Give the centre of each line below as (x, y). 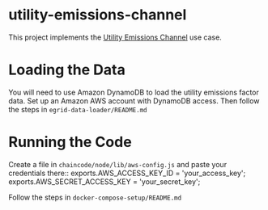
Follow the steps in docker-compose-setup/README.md (95, 197)
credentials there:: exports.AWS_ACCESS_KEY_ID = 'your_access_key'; (127, 173)
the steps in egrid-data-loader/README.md (78, 109)
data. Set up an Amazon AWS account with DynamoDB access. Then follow (134, 101)
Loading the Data (67, 70)
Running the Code (70, 142)
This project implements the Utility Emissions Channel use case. (115, 37)
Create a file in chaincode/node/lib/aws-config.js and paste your (118, 164)
